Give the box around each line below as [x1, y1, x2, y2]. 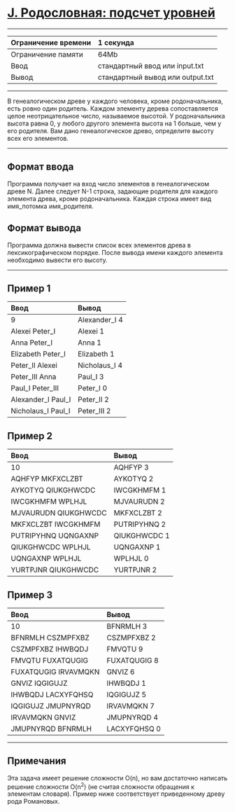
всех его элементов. [7, 134, 69, 142]
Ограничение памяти [10, 49, 84, 59]
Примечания [7, 755, 66, 767]
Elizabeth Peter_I [10, 349, 66, 359]
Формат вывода [7, 222, 82, 234]
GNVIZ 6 [106, 667, 135, 677]
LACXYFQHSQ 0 [106, 724, 161, 734]
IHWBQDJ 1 [106, 678, 147, 688]
